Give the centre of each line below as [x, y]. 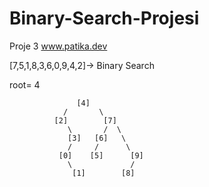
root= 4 [25, 84]
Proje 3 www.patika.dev [58, 46]
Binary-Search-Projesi [104, 18]
